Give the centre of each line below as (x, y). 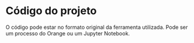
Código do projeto (51, 11)
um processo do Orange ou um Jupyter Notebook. (68, 33)
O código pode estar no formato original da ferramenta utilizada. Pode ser (97, 27)
